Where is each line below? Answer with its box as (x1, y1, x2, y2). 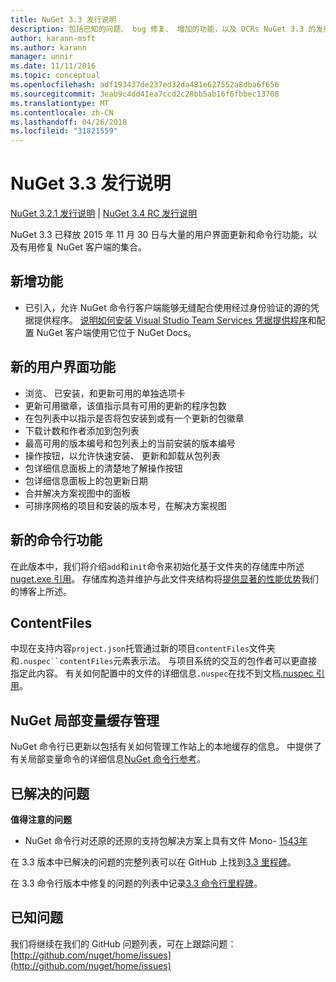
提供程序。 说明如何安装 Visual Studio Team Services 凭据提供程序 (33, 314, 308, 326)
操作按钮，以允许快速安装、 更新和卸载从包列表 (24, 449, 221, 461)
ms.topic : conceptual (10, 71, 101, 81)
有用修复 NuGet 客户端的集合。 (18, 241, 147, 253)
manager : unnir (10, 52, 74, 62)
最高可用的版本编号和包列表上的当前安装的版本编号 (24, 437, 236, 449)
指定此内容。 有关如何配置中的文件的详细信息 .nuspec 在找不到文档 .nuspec (10, 667, 314, 680)
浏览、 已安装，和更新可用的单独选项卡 (24, 387, 186, 399)
